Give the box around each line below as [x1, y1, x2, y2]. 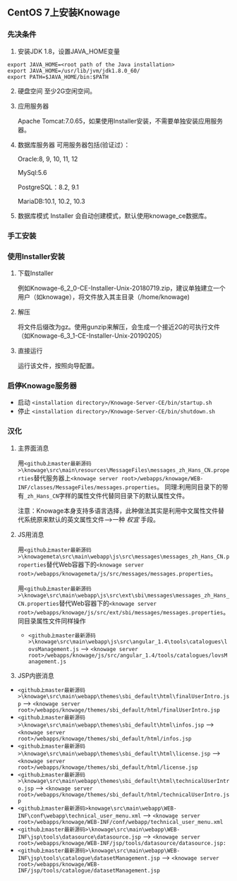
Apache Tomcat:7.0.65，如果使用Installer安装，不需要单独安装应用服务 [17, 116, 224, 125]
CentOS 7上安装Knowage [7, 6, 121, 19]
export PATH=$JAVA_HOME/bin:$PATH [7, 73, 109, 80]
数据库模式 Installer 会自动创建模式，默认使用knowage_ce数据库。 [17, 211, 211, 220]
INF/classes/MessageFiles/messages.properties [17, 484, 157, 491]
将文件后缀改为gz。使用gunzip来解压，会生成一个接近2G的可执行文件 [17, 322, 220, 331]
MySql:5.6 [17, 168, 47, 176]
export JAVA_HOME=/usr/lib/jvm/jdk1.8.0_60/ [7, 67, 140, 74]
